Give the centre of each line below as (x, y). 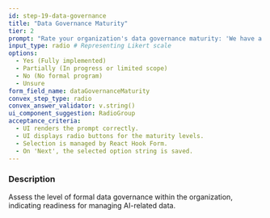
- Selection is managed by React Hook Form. (92, 143)
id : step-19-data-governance (57, 16)
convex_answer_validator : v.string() (72, 106)
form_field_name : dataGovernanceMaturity (79, 91)
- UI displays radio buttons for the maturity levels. (110, 136)
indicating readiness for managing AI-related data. (92, 205)
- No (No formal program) (59, 76)
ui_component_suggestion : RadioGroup (72, 114)
